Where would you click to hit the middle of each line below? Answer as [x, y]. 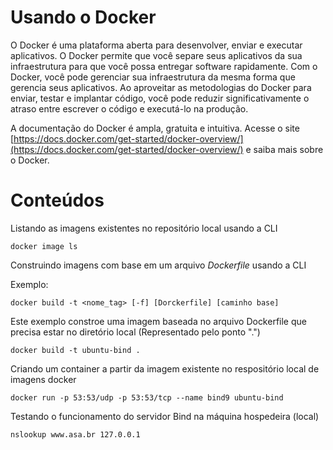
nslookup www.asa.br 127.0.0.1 [75, 434]
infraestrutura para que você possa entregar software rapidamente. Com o [164, 66]
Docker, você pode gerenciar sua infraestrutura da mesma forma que [153, 77]
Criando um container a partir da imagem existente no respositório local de [165, 368]
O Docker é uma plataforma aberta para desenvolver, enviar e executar [156, 45]
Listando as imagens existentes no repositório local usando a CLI [144, 228]
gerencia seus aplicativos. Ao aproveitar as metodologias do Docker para [161, 87]
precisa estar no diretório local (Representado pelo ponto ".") [135, 332]
